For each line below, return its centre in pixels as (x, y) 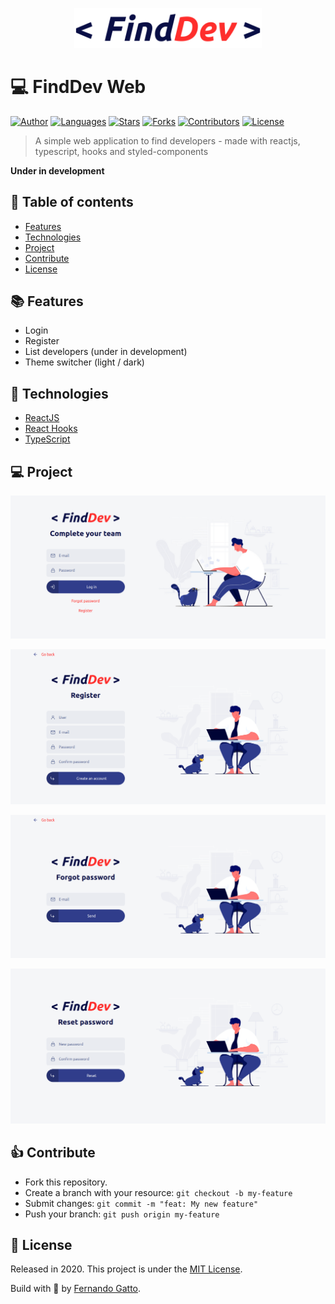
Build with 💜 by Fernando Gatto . (76, 1289)
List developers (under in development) (106, 352)
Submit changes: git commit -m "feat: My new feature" (141, 1203)
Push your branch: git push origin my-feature (122, 1214)
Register (42, 341)
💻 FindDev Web (78, 86)
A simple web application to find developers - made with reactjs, (167, 140)
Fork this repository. (66, 1182)
